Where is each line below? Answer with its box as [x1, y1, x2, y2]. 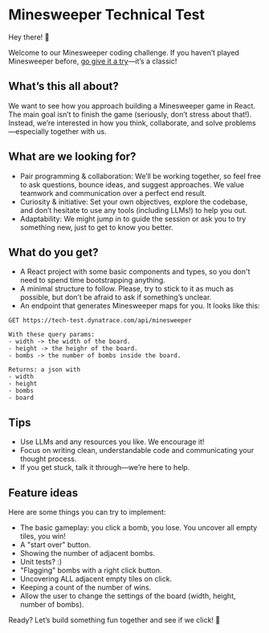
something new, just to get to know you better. [19, 223, 174, 232]
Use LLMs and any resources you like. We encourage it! [19, 437, 205, 447]
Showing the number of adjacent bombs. [19, 549, 155, 557]
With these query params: [8, 331, 95, 339]
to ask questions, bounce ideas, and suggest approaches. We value [19, 179, 245, 190]
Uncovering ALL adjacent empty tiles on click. [19, 574, 173, 583]
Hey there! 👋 [8, 32, 50, 42]
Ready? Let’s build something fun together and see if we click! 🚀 [8, 615, 221, 624]
